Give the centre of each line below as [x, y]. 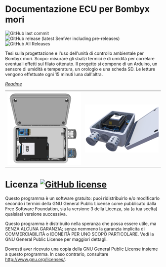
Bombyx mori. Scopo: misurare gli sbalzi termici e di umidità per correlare [80, 58]
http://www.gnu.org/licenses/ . [36, 260]
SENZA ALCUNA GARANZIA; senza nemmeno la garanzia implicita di [75, 229]
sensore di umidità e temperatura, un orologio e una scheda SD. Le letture [80, 69]
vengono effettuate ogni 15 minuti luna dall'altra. [54, 74]
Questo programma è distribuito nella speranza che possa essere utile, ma [81, 224]
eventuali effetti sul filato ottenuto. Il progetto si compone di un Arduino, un [81, 64]
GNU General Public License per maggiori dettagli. [56, 239]
